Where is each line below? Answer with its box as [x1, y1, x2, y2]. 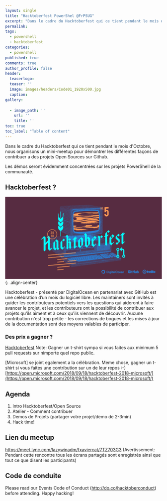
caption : [9, 92, 28, 97]
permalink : [5, 24, 28, 29]
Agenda [5, 390, 30, 398]
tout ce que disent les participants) [5, 457, 77, 463]
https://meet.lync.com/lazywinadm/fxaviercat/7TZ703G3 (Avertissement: [5, 446, 155, 453]
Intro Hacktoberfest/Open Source [12, 403, 81, 409]
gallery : [5, 97, 23, 102]
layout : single [5, 8, 37, 13]
